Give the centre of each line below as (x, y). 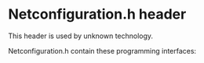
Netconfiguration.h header (97, 14)
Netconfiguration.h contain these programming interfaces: (102, 51)
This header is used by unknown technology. (81, 36)
